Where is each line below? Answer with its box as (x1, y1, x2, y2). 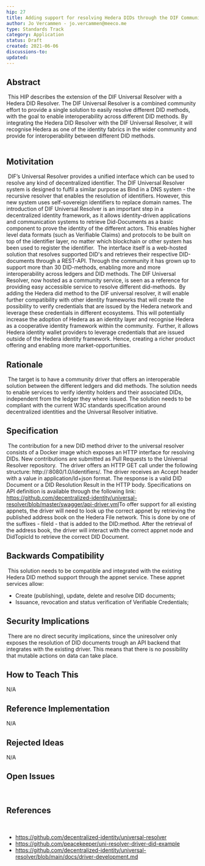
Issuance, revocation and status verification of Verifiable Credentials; (15, 598, 189, 605)
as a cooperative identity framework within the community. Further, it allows (6, 322, 199, 330)
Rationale (6, 359, 43, 370)
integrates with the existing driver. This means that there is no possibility (6, 645, 189, 653)
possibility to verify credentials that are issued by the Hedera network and (6, 303, 193, 310)
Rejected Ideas (6, 738, 64, 748)
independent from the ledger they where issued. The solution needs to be (6, 395, 192, 402)
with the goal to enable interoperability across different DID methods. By (6, 113, 188, 120)
